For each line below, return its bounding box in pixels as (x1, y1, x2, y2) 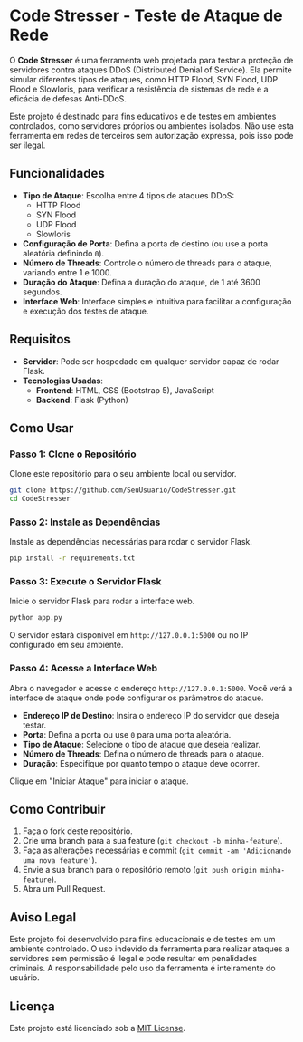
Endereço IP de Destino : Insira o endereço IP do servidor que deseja (22, 709, 279, 720)
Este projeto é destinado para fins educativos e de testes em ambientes (9, 111, 277, 121)
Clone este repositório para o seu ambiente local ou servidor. (9, 468, 237, 479)
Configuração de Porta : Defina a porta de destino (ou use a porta (22, 237, 269, 249)
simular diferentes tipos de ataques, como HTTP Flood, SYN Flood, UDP (9, 73, 279, 84)
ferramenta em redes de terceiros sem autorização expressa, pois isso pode (9, 130, 294, 140)
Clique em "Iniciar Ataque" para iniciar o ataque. (9, 776, 189, 786)
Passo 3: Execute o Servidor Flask (9, 575, 162, 588)
